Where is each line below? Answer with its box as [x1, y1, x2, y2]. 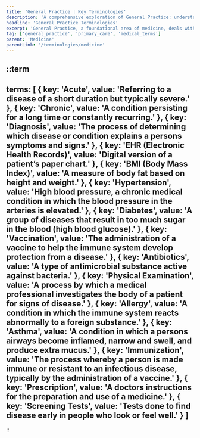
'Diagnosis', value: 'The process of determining [6, 122, 186, 132]
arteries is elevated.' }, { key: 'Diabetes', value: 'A [6, 205, 192, 215]
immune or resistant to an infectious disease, [6, 364, 177, 374]
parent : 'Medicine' [6, 36, 55, 42]
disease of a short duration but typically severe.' [6, 94, 190, 104]
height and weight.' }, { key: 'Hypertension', [6, 177, 171, 188]
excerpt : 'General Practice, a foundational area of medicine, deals [6, 25, 183, 32]
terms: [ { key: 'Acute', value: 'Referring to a [6, 84, 171, 94]
